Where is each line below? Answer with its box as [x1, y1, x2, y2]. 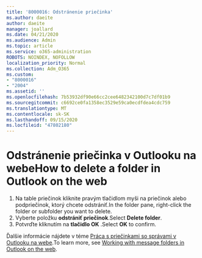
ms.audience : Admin [6, 37, 56, 43]
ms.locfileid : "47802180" [6, 123, 72, 129]
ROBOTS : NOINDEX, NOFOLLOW [6, 54, 75, 60]
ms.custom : [6, 71, 34, 77]
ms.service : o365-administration [6, 49, 92, 55]
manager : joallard [6, 26, 53, 32]
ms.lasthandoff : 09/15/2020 [6, 116, 78, 123]
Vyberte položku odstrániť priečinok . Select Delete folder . [15, 214, 162, 221]
